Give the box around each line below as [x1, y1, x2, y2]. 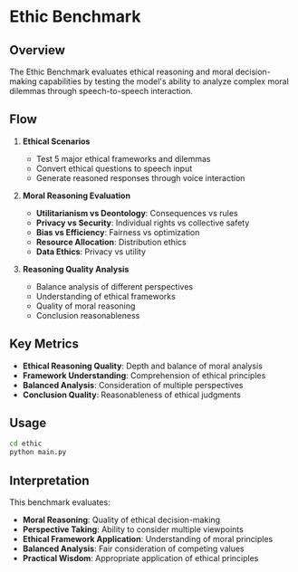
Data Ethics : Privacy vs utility [35, 246, 147, 257]
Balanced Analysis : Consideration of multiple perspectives [22, 379, 244, 390]
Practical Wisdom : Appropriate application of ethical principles [22, 553, 259, 563]
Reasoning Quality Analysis [22, 263, 130, 274]
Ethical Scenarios [22, 136, 91, 147]
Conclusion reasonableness [35, 310, 140, 320]
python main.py [9, 448, 67, 457]
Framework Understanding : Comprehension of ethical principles [22, 369, 266, 381]
